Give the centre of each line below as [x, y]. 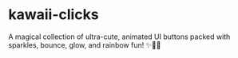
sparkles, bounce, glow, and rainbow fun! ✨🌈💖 [85, 44]
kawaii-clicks [54, 15]
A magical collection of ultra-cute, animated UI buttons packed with [119, 37]
